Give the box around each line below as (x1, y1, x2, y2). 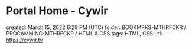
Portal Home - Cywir (6, 4, 108, 18)
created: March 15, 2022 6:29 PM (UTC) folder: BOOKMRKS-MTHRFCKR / (6, 24, 186, 31)
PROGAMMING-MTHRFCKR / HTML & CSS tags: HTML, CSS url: (6, 30, 162, 37)
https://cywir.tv (6, 36, 43, 43)
